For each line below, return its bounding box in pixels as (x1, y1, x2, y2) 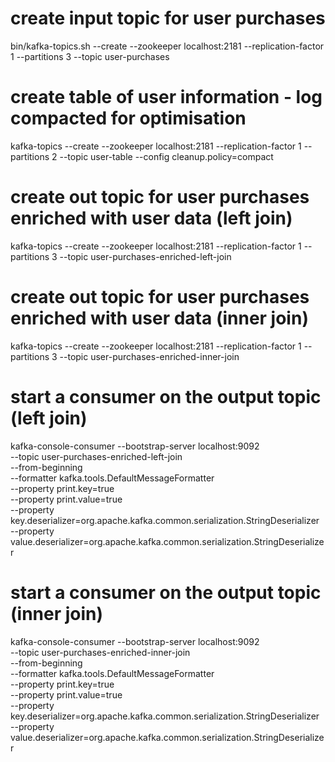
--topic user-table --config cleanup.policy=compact (59, 150, 274, 162)
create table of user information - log (10, 86, 323, 109)
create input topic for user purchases (10, 7, 326, 30)
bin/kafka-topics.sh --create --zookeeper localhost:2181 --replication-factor (10, 40, 325, 52)
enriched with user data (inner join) (10, 307, 309, 329)
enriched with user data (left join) (10, 207, 293, 230)
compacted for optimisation (10, 107, 247, 130)
